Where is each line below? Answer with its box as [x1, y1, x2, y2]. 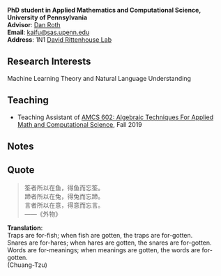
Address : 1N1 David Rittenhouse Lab [7, 36, 112, 44]
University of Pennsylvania [7, 13, 88, 22]
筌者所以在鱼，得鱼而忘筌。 [24, 183, 105, 192]
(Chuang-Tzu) [7, 261, 47, 269]
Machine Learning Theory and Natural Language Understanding [7, 74, 192, 82]
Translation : [7, 223, 43, 232]
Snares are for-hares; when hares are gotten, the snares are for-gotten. [7, 238, 212, 247]
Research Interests [7, 56, 91, 68]
